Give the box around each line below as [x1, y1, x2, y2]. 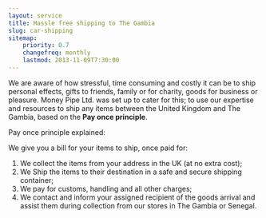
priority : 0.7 [22, 42, 69, 50]
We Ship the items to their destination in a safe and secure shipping [19, 167, 242, 176]
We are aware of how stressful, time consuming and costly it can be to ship [8, 77, 256, 88]
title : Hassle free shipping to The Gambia [8, 19, 156, 27]
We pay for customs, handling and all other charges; [19, 184, 193, 193]
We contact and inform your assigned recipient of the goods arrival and [19, 192, 256, 202]
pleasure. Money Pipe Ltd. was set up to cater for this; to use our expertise [8, 95, 254, 105]
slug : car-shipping [8, 26, 73, 34]
